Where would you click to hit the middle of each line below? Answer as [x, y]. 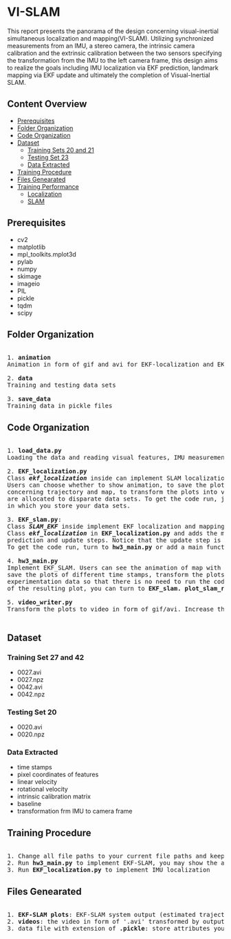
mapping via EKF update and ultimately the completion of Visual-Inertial [109, 75]
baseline [29, 804]
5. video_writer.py [40, 603]
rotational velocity [43, 789]
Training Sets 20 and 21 [60, 150]
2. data [20, 378]
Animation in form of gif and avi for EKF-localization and [111, 365]
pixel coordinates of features [58, 775]
